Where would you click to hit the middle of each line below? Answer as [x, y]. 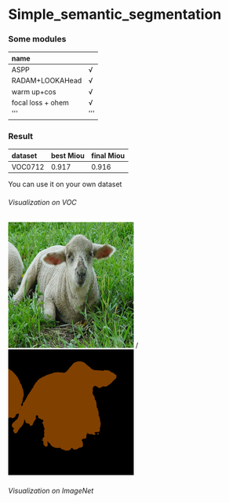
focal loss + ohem [40, 102]
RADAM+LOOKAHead [47, 81]
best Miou [67, 156]
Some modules [37, 39]
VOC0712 [28, 167]
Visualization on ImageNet [51, 491]
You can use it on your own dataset [65, 184]
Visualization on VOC [42, 202]
